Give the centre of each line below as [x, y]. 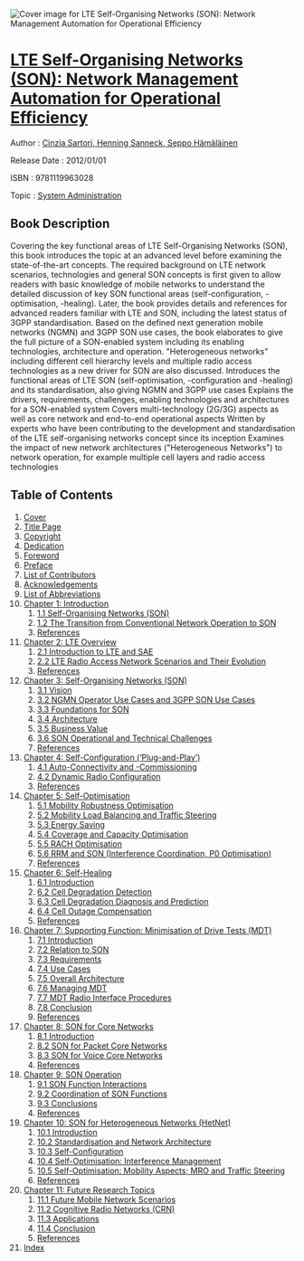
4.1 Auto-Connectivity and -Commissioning [117, 767]
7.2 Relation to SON [73, 949]
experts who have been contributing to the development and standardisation [153, 428]
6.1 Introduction [65, 882]
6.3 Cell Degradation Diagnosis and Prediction [123, 901]
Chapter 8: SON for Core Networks [89, 1026]
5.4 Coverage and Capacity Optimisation [113, 834]
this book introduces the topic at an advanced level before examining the [146, 255]
